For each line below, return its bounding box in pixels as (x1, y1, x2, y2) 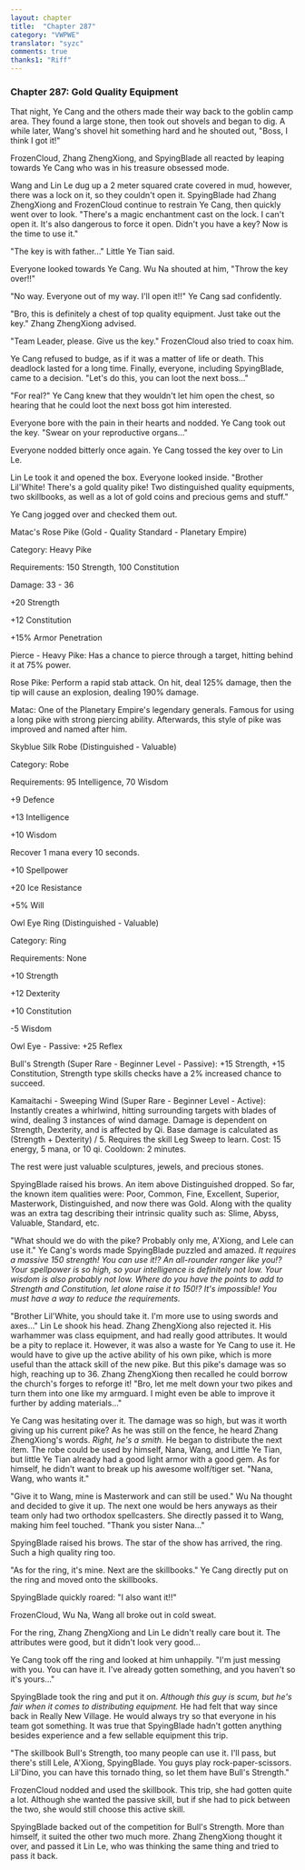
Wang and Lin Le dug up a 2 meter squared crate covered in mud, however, (10, 180, 293, 191)
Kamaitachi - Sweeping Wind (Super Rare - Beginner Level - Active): (10, 1095, 266, 1106)
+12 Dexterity (10, 988, 61, 999)
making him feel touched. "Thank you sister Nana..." (10, 1520, 205, 1531)
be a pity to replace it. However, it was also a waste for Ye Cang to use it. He (10, 1340, 296, 1351)
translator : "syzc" (10, 38, 84, 48)
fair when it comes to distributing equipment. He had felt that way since (10, 1701, 278, 1712)
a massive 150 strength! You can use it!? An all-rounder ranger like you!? (10, 1255, 282, 1265)
